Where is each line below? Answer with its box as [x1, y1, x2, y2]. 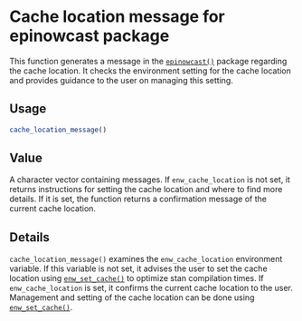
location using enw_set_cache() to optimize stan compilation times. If [9, 273, 264, 284]
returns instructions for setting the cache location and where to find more [9, 184, 283, 195]
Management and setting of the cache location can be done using [9, 292, 255, 303]
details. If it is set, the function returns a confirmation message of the [9, 193, 267, 205]
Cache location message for [9, 6, 225, 27]
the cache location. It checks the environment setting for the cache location [9, 65, 292, 76]
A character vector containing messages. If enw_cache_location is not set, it [9, 174, 291, 185]
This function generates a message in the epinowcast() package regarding [9, 55, 288, 66]
